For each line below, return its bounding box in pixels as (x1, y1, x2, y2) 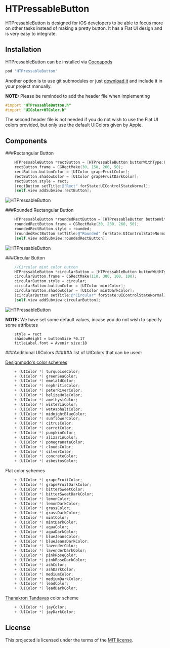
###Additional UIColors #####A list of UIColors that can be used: (5, 349, 142, 355)
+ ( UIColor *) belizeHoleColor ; (14, 393, 82, 398)
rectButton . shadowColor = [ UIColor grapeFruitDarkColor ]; (14, 174, 139, 179)
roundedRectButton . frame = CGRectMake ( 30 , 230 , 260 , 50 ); (14, 221, 139, 227)
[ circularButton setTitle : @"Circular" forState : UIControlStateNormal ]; (14, 292, 168, 298)
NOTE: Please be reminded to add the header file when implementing (5, 93, 150, 99)
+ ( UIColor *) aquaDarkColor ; (14, 529, 78, 535)
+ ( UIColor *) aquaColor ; (14, 524, 69, 529)
